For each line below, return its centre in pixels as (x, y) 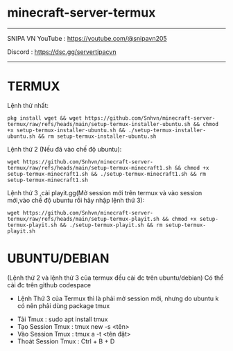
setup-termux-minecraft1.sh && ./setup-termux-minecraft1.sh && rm (107, 174)
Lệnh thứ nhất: (28, 105)
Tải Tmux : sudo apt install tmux (62, 319)
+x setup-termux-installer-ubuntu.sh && (67, 130)
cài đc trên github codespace (49, 285)
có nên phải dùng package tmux (63, 305)
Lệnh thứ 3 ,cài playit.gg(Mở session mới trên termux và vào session (105, 192)
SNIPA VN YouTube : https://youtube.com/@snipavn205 (87, 38)
